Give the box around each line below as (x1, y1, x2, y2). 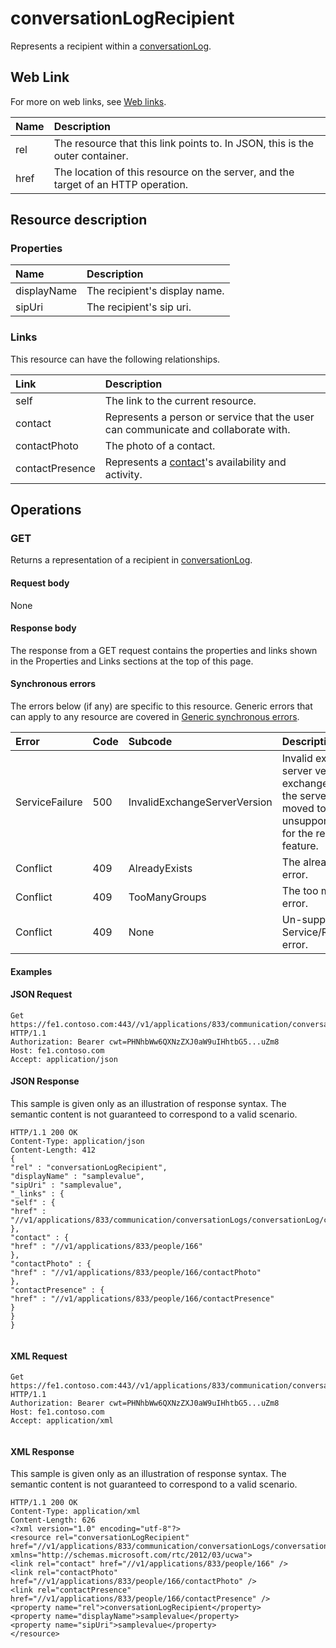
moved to (281, 802, 327, 816)
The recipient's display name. (86, 284, 225, 298)
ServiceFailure (15, 795, 83, 809)
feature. (281, 839, 319, 853)
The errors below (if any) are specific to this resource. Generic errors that (10, 700, 313, 712)
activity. (104, 467, 143, 481)
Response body (10, 622, 77, 634)
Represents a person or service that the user (104, 410, 315, 424)
